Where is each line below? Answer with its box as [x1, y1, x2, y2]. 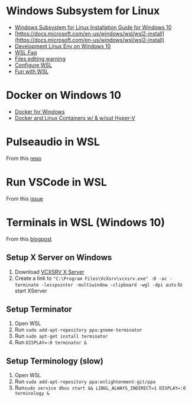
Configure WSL [14, 61, 52, 69]
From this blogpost [6, 235, 52, 242]
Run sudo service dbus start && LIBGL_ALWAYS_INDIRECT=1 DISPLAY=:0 [14, 384, 186, 391]
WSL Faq [14, 49, 37, 56]
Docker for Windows [14, 108, 65, 115]
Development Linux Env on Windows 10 [14, 43, 111, 50]
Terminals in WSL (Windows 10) [6, 216, 165, 229]
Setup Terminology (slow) [6, 356, 103, 366]
